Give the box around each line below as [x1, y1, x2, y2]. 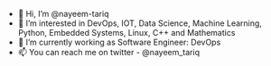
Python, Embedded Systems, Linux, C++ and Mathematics [17, 28, 236, 37]
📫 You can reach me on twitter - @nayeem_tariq [17, 47, 201, 57]
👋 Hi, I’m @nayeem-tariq [17, 9, 109, 19]
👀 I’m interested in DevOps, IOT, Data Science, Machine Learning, [17, 18, 262, 29]
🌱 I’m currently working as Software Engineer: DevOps [17, 37, 221, 47]
